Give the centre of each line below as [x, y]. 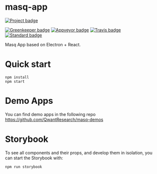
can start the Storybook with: [34, 158]
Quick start [28, 64]
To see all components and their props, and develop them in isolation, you [79, 153]
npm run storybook [24, 167]
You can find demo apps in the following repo [50, 114]
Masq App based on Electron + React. [43, 44]
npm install [17, 77]
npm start [15, 81]
